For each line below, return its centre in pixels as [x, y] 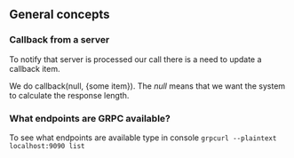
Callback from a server [60, 40]
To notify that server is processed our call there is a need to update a [135, 59]
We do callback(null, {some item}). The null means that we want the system [147, 86]
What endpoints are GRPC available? [90, 118]
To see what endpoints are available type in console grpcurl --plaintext [143, 138]
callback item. [35, 68]
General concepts [60, 15]
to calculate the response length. [69, 95]
